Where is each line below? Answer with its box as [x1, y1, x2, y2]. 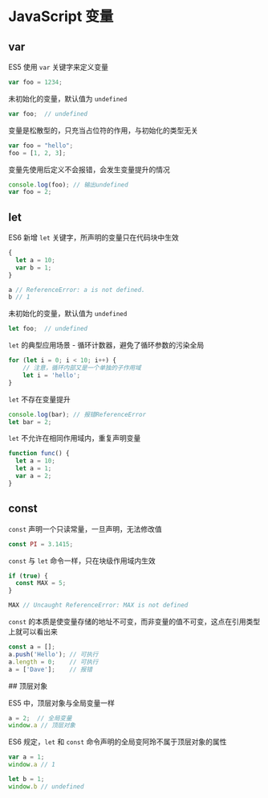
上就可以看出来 [8, 627, 58, 636]
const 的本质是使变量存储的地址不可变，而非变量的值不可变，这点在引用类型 [8, 617, 261, 626]
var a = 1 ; [8, 753, 45, 761]
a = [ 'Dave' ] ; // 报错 [8, 665, 93, 673]
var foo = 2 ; [8, 188, 52, 196]
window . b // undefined [8, 782, 84, 791]
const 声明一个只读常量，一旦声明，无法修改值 [8, 524, 162, 533]
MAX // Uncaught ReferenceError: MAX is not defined [8, 601, 189, 610]
